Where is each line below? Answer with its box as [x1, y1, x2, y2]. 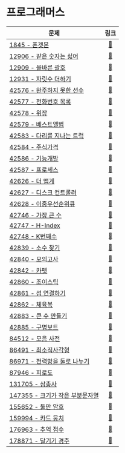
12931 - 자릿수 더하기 [9, 74, 71, 83]
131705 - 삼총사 [9, 380, 57, 388]
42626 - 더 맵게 [9, 177, 55, 185]
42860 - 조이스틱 [9, 277, 59, 286]
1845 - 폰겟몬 [9, 41, 50, 49]
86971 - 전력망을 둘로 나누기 [9, 357, 89, 365]
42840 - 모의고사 [9, 255, 59, 263]
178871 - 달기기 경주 [9, 437, 70, 445]
